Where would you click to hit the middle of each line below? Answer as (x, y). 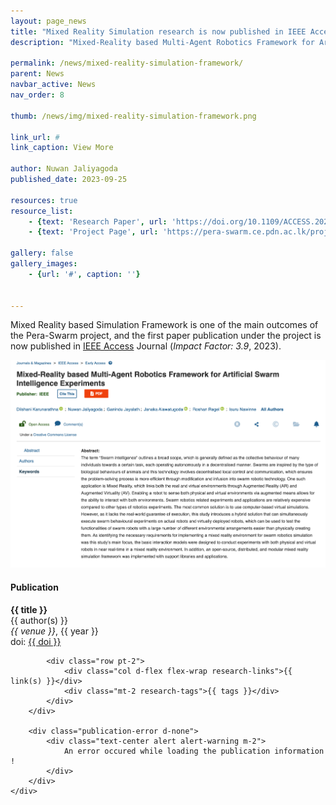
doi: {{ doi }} (36, 641)
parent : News (37, 74)
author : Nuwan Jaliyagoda (64, 169)
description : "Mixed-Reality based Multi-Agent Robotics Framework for (162, 42)
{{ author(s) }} (39, 620)
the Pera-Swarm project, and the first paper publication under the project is (166, 336)
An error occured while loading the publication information (194, 751)
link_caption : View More (62, 148)
